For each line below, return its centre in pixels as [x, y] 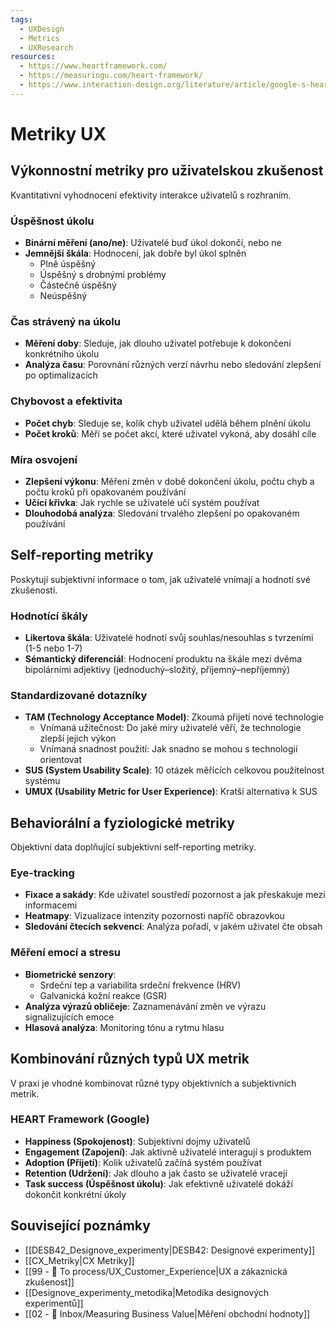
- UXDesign [42, 29]
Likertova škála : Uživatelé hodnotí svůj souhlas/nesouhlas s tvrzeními [169, 638]
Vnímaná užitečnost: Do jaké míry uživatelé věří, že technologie [170, 728]
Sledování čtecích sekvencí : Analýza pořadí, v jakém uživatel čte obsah [173, 927]
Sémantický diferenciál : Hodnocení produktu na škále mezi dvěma [163, 659]
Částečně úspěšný [78, 285]
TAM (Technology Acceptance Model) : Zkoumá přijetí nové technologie [174, 717]
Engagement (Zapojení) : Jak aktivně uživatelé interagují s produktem [168, 1152]
